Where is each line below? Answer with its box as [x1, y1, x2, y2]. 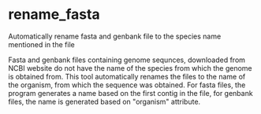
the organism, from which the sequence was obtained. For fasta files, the [8, 80, 246, 90]
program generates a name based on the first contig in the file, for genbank [8, 88, 254, 97]
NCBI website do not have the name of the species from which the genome [8, 63, 252, 72]
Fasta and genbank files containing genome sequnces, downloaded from [8, 55, 246, 64]
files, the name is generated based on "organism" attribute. [8, 97, 201, 106]
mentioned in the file [8, 39, 75, 49]
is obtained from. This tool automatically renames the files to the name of [8, 72, 246, 81]
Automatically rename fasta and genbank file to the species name [8, 31, 222, 41]
